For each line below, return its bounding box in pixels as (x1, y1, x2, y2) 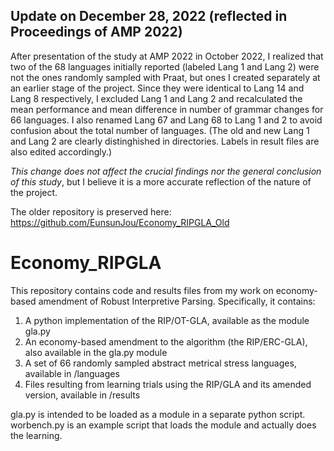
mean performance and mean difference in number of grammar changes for (10, 103, 324, 115)
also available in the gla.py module (24, 346, 168, 358)
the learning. (10, 429, 63, 441)
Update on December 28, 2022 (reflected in (10, 8, 288, 25)
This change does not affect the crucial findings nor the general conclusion (10, 165, 322, 177)
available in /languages (24, 367, 120, 379)
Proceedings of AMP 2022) (10, 24, 183, 41)
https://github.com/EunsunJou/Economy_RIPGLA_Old (10, 216, 230, 228)
